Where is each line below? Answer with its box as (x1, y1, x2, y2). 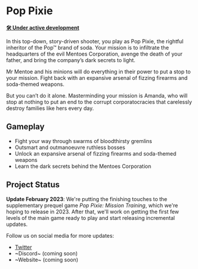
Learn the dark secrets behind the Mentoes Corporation (14, 163, 151, 170)
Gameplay (6, 122, 45, 132)
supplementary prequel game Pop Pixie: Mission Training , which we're (6, 202, 178, 209)
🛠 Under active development (6, 24, 79, 31)
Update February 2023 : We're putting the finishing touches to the (6, 195, 168, 202)
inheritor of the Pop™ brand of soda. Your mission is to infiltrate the (6, 44, 169, 51)
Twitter (14, 244, 33, 251)
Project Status (6, 180, 60, 190)
